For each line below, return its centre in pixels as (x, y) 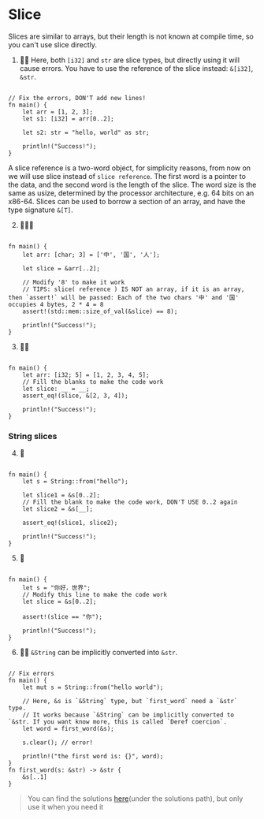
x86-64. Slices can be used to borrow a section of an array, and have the (127, 201)
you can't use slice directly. (52, 44)
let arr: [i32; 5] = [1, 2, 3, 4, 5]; (86, 375)
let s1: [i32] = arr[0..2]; (68, 119)
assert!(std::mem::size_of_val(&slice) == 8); (100, 311)
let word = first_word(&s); (68, 729)
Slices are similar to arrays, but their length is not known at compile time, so (131, 36)
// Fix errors (32, 674)
